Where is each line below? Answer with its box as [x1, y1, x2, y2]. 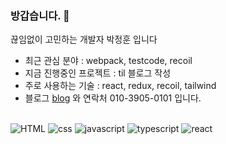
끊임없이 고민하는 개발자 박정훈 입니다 [10, 33, 158, 46]
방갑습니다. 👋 [10, 8, 70, 22]
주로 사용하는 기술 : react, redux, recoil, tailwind [24, 80, 217, 92]
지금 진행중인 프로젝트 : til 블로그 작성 [24, 67, 172, 79]
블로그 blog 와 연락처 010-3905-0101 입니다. [24, 92, 202, 104]
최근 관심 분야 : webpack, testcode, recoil [24, 55, 193, 67]
